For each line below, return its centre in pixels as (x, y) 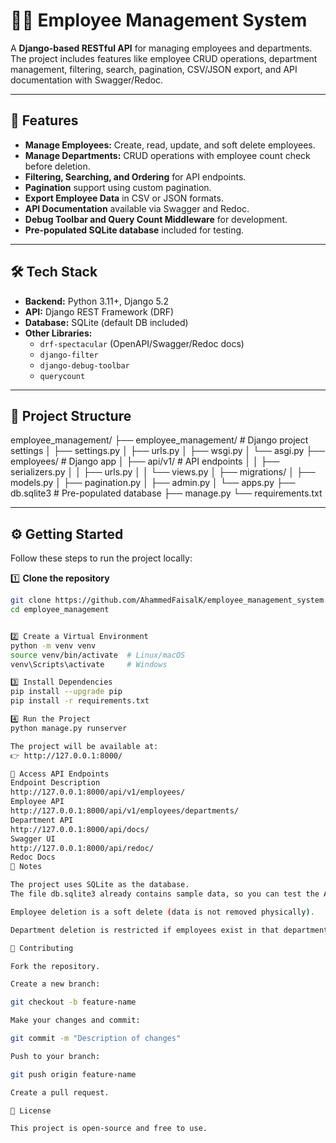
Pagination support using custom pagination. (118, 187)
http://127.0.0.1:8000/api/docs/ (80, 829)
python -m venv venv (53, 645)
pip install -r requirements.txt (80, 701)
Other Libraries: (58, 333)
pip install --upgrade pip (66, 692)
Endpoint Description (55, 783)
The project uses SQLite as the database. (100, 885)
